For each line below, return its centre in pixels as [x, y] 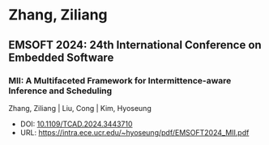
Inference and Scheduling [60, 91]
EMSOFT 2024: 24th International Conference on [135, 45]
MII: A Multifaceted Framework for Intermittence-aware [120, 80]
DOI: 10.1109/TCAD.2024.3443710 [76, 124]
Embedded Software [61, 57]
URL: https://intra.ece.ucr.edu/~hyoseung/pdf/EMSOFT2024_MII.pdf [134, 132]
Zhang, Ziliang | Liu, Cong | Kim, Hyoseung [80, 108]
